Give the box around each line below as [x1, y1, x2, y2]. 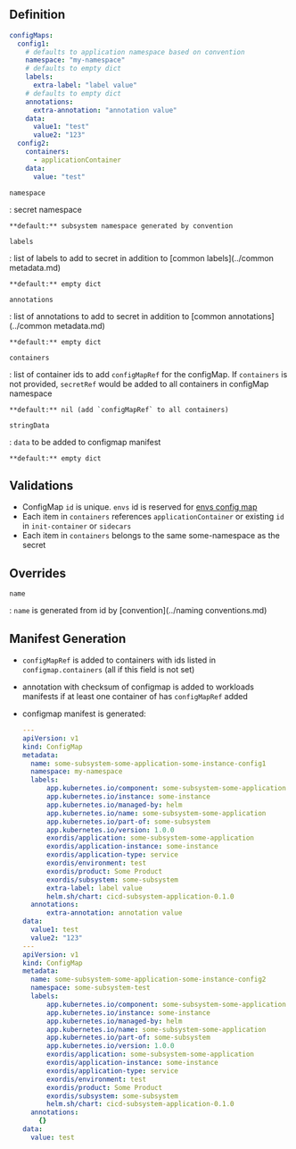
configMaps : [9, 30, 53, 39]
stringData [9, 420, 50, 430]
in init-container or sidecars [21, 520, 132, 531]
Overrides [9, 565, 67, 580]
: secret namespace [9, 204, 82, 215]
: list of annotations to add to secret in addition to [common [9, 310, 227, 321]
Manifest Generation [9, 630, 127, 646]
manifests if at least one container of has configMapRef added [21, 691, 248, 701]
